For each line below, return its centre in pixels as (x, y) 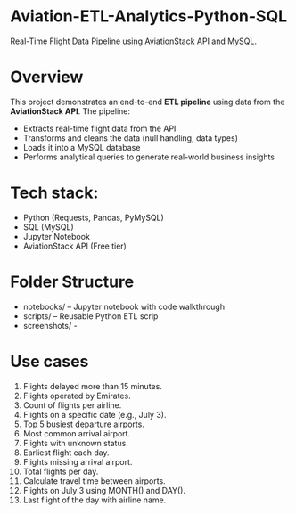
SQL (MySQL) (48, 227)
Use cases (49, 361)
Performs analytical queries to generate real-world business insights (149, 157)
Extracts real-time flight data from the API (99, 128)
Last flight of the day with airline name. (95, 500)
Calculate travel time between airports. (94, 481)
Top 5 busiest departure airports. (84, 424)
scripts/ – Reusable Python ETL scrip (90, 316)
